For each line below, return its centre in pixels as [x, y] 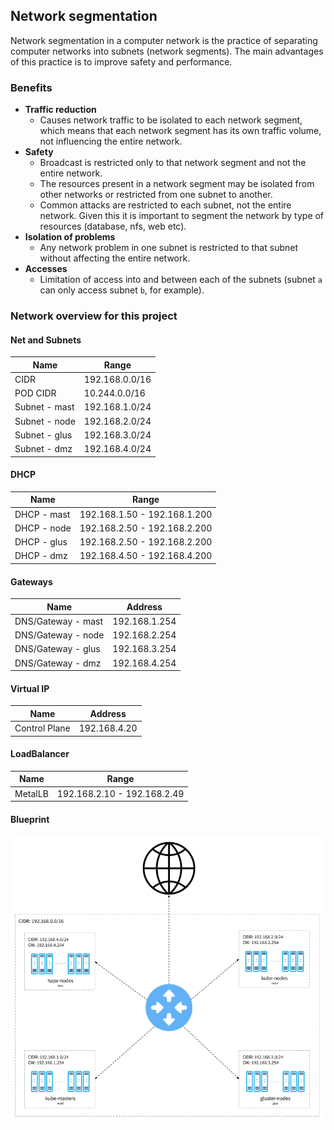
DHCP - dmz [41, 556]
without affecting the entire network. [115, 258]
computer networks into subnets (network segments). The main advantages [167, 51]
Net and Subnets [46, 340]
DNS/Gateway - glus [57, 649]
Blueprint [30, 819]
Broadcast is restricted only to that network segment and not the [173, 163]
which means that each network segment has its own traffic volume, [180, 131]
